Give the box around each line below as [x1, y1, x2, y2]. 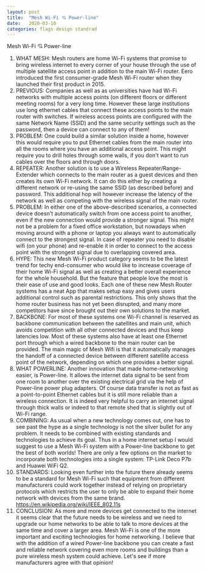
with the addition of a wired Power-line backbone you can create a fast [15, 540, 194, 547]
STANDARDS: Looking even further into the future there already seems [15, 469, 193, 476]
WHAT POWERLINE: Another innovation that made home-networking [15, 365, 188, 372]
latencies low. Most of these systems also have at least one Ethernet [15, 333, 187, 340]
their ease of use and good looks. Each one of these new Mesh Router [15, 281, 192, 288]
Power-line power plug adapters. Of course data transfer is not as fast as [15, 385, 199, 392]
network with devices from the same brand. [15, 494, 125, 502]
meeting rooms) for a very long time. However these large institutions [15, 100, 190, 107]
